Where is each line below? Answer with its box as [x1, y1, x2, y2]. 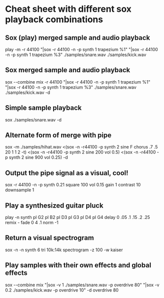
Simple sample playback [5, 104, 82, 112]
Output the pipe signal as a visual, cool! [5, 169, 129, 177]
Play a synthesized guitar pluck [5, 201, 103, 209]
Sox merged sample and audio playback [5, 66, 131, 74]
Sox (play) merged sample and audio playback [5, 33, 150, 42]
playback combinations [5, 14, 103, 25]
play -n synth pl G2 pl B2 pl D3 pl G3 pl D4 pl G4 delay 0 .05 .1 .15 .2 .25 [5, 214, 150, 220]
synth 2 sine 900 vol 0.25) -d [9, 154, 68, 160]
